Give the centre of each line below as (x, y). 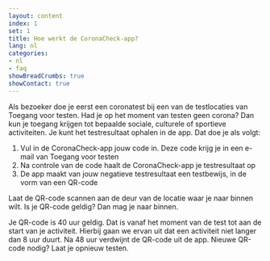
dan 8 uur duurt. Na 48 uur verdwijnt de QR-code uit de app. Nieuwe (122, 239)
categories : (28, 53)
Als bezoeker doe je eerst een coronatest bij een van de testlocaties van (128, 107)
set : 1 (19, 31)
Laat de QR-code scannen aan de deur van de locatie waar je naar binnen (131, 198)
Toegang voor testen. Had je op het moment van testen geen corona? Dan (131, 115)
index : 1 (23, 23)
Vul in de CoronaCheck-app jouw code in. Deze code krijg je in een (131, 148)
